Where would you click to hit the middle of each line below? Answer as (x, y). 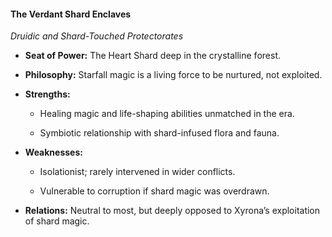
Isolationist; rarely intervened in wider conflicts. (137, 172)
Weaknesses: (53, 152)
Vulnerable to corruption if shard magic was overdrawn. (154, 191)
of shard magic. (57, 221)
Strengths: (47, 94)
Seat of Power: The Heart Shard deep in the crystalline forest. (152, 56)
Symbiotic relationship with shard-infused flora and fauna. (159, 133)
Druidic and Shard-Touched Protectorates (97, 36)
